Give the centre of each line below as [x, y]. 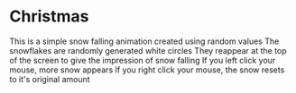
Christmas [49, 17]
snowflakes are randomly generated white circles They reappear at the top [148, 50]
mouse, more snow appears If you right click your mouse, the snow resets [147, 70]
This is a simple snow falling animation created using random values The [144, 41]
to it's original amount [50, 79]
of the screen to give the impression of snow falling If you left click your [143, 60]
